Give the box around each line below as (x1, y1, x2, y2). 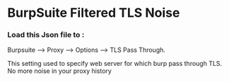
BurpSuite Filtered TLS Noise (7, 5, 180, 21)
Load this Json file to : (7, 30, 85, 40)
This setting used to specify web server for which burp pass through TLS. (7, 60, 223, 68)
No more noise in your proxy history (7, 67, 112, 75)
